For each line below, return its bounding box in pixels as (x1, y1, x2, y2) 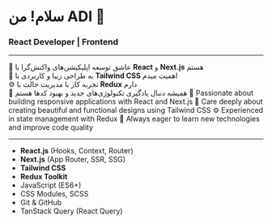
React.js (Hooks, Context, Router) (19, 146, 134, 156)
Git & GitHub (19, 198, 62, 208)
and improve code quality (8, 123, 94, 132)
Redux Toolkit (19, 172, 68, 182)
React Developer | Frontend (8, 37, 119, 48)
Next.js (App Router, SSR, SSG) (19, 154, 125, 165)
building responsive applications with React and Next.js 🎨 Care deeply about (8, 97, 263, 106)
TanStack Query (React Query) (19, 206, 123, 216)
